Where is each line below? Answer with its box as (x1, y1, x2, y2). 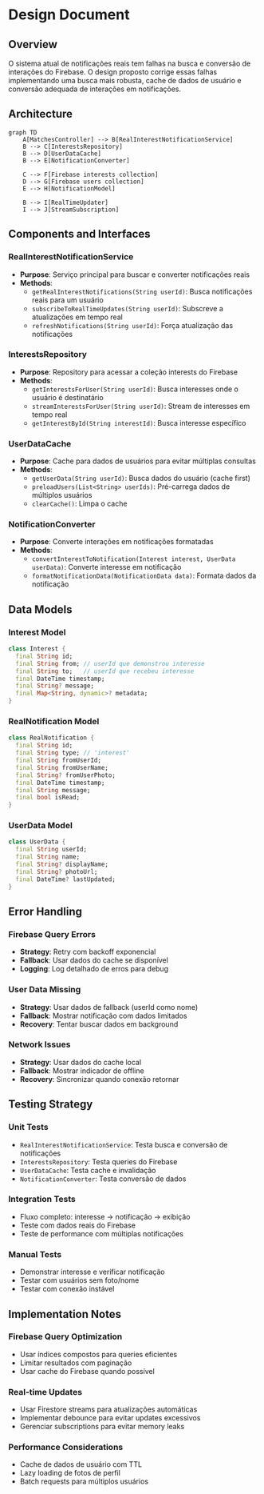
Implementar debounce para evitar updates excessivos (19, 1413, 201, 1423)
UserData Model (8, 820, 73, 831)
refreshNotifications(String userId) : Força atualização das (31, 320, 234, 330)
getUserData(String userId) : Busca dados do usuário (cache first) (31, 474, 251, 483)
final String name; (15, 853, 81, 861)
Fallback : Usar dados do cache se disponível (19, 955, 169, 965)
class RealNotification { (8, 734, 94, 742)
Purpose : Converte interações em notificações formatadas (19, 537, 214, 547)
